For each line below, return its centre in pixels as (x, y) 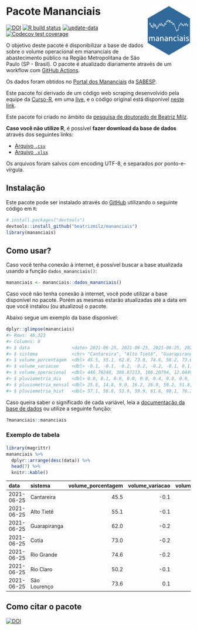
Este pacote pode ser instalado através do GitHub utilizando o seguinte (92, 202)
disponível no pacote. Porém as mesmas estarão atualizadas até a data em (96, 300)
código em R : (22, 208)
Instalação (26, 188)
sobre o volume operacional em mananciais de (62, 51)
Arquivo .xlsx (31, 152)
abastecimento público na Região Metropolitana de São (73, 58)
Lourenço (42, 587)
